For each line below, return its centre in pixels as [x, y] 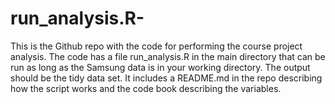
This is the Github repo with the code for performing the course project [156, 46]
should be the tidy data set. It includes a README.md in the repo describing [166, 78]
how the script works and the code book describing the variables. [146, 88]
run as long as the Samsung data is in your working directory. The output [160, 67]
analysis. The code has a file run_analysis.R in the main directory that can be [168, 56]
